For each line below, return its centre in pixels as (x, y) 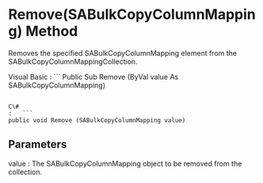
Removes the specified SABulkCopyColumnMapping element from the (123, 53)
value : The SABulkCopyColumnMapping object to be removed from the (125, 163)
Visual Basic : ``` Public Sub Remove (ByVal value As (93, 77)
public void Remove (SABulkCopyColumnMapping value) (97, 120)
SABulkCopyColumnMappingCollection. (73, 62)
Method (51, 31)
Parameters (38, 145)
